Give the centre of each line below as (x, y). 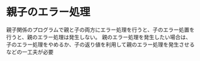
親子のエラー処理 (49, 12)
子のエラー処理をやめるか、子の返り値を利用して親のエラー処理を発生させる (101, 44)
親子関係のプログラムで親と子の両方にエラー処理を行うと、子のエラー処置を (101, 30)
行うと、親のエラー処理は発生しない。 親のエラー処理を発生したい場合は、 (99, 37)
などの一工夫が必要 (30, 52)
